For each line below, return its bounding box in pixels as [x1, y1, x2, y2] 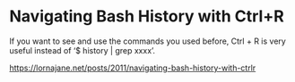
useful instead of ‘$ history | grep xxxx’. [9, 45, 155, 55]
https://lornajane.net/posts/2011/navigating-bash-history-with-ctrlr [9, 62, 256, 73]
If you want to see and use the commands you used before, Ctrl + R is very [9, 36, 287, 46]
